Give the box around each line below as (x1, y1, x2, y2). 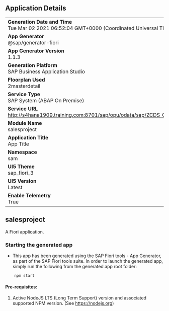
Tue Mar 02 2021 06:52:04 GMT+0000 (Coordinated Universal (8, 25, 158, 32)
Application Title (8, 134, 49, 141)
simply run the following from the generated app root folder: (12, 263, 137, 269)
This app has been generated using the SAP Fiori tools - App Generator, (12, 253, 162, 259)
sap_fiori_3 (8, 169, 34, 176)
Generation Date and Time (8, 18, 72, 25)
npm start (14, 273, 35, 278)
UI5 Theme (8, 163, 35, 170)
